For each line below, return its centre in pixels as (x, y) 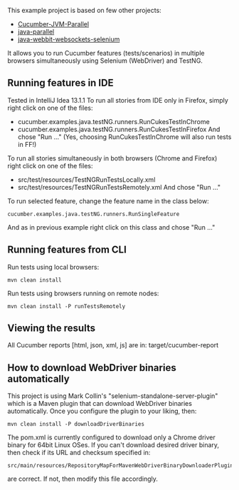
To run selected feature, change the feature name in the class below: (108, 201)
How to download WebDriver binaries (92, 368)
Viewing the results (52, 328)
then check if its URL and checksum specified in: (79, 453)
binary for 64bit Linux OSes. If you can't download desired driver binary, (113, 445)
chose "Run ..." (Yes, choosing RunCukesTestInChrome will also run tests (124, 137)
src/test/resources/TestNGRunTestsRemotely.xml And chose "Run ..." (119, 187)
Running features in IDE (60, 83)
